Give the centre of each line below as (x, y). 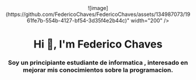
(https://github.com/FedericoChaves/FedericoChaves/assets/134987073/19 (98, 14)
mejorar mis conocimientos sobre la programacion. (98, 70)
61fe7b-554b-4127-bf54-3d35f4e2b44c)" (78, 21)
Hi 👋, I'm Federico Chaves (98, 44)
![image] (98, 8)
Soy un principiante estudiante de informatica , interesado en (98, 63)
